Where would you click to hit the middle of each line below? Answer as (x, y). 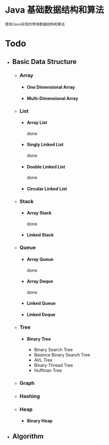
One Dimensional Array (51, 87)
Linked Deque (41, 314)
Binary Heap (40, 421)
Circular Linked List (47, 189)
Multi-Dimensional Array (52, 98)
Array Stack (39, 213)
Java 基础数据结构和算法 (54, 10)
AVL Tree (43, 360)
